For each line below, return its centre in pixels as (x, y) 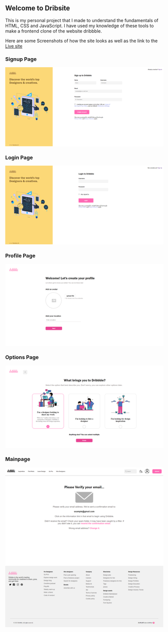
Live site (14, 46)
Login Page (19, 157)
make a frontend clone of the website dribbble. (54, 31)
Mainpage (18, 459)
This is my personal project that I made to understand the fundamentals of (82, 20)
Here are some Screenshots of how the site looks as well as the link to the (81, 41)
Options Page (22, 357)
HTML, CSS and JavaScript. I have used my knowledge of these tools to (79, 26)
